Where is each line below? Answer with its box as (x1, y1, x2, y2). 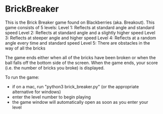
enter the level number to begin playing (12, 94, 91, 100)
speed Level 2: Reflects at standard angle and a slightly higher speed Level (5, 30, 156, 35)
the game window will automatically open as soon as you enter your (12, 99, 148, 105)
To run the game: (5, 74, 39, 80)
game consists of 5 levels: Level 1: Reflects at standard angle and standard (5, 24, 155, 30)
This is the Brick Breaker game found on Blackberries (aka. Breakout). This (5, 19, 155, 25)
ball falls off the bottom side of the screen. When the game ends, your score (5, 60, 158, 65)
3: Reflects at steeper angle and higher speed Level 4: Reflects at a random (5, 35, 157, 41)
